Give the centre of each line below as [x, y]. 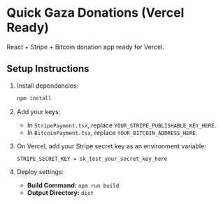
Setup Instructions [48, 69]
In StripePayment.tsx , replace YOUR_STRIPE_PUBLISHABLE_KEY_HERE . [122, 125]
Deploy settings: [40, 171]
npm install [34, 98]
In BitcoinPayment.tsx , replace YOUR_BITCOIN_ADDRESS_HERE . [112, 132]
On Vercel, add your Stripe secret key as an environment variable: [111, 146]
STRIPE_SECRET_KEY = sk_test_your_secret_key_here [92, 159]
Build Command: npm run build [73, 185]
